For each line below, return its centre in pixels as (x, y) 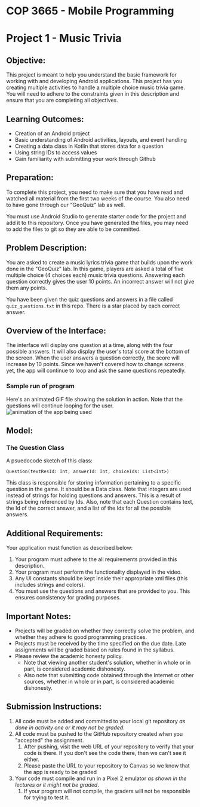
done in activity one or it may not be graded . (70, 727)
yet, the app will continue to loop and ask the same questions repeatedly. (96, 371)
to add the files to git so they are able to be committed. (74, 229)
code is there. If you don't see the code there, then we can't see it (105, 753)
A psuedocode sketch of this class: (49, 461)
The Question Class (35, 448)
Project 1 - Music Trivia (64, 39)
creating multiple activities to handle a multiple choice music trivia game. (96, 87)
